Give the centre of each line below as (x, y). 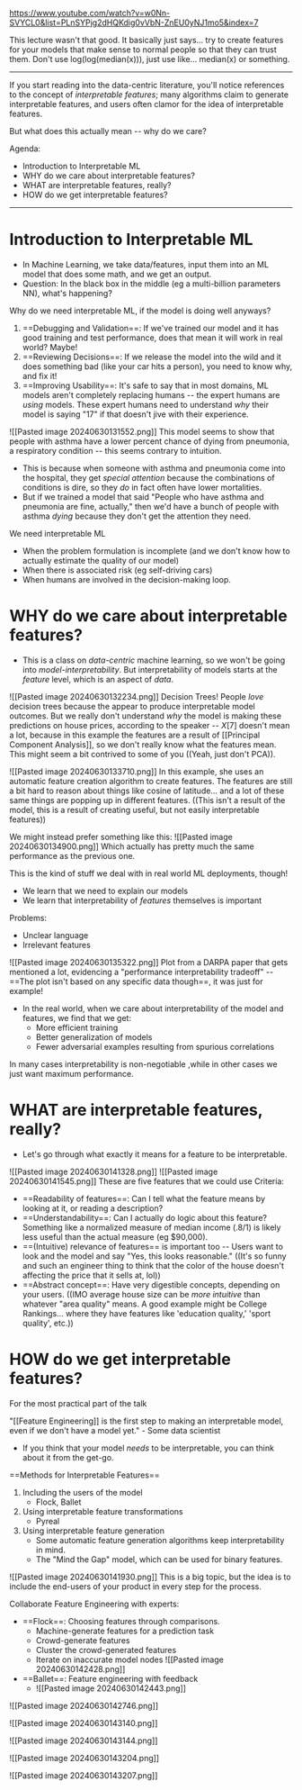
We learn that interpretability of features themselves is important (142, 900)
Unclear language (55, 935)
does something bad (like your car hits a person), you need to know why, (157, 366)
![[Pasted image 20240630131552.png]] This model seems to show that (142, 431)
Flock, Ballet (58, 1502)
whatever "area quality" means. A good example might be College (145, 1304)
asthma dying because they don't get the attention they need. (137, 516)
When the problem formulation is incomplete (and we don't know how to (156, 551)
